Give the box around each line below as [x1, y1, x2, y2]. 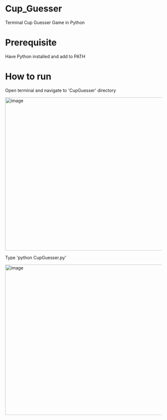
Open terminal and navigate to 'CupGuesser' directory [5, 87, 116, 93]
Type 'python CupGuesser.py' [5, 255, 67, 261]
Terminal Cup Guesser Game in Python [5, 19, 85, 25]
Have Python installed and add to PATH [5, 53, 85, 59]
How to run [5, 71, 52, 82]
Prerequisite [5, 37, 57, 48]
